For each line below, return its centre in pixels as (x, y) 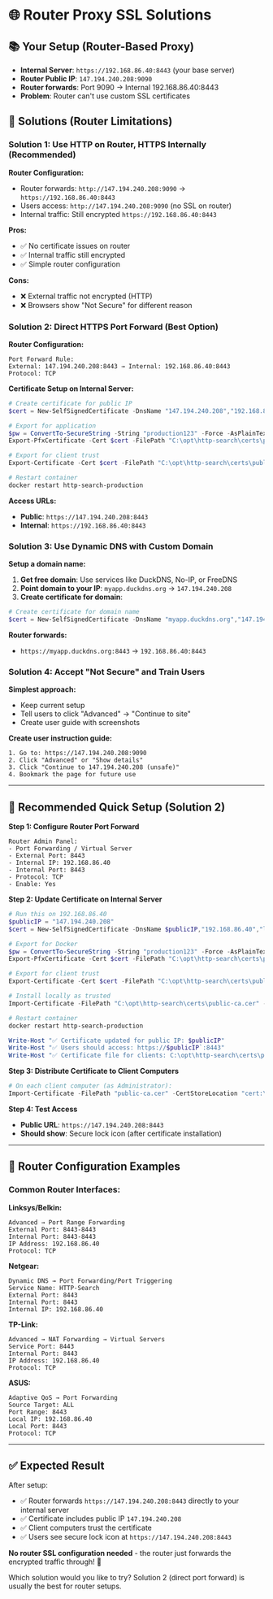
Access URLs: (32, 501)
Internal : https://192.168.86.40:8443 (83, 525)
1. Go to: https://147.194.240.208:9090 (78, 754)
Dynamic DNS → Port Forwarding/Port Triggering (91, 1281)
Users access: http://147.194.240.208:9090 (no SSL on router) (126, 206)
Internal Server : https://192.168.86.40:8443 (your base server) (128, 70)
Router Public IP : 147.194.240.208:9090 (86, 78)
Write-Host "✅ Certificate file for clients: (87, 1056)
